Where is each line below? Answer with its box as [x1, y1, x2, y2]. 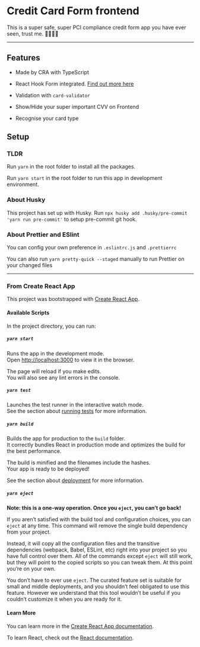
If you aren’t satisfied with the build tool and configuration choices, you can [7, 516, 192, 523]
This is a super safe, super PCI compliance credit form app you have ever [7, 24, 186, 31]
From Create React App [7, 282, 75, 290]
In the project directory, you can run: [7, 322, 96, 329]
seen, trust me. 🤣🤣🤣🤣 [7, 30, 59, 37]
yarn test [7, 388, 31, 394]
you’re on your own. [7, 565, 56, 572]
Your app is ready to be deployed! [7, 465, 90, 472]
